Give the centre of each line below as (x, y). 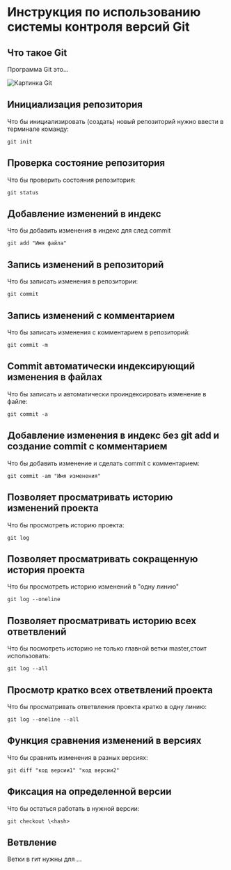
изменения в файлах (55, 377)
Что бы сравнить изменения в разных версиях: (78, 757)
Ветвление (32, 842)
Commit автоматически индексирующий (101, 366)
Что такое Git (37, 53)
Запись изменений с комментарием (91, 315)
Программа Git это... (38, 69)
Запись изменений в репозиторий (86, 264)
